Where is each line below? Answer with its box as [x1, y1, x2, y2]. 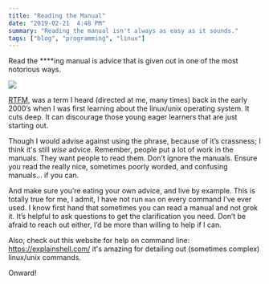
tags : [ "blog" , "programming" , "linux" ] [8, 34, 146, 43]
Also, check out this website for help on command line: [8, 236, 190, 245]
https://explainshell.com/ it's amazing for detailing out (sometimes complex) [8, 244, 260, 254]
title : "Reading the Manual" [8, 11, 106, 20]
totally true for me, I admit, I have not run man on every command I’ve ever [8, 194, 252, 205]
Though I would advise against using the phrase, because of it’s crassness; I [8, 136, 261, 146]
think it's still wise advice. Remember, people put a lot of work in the [8, 145, 234, 155]
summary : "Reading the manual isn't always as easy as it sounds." [8, 26, 239, 34]
